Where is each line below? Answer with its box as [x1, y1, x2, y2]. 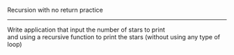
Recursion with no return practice [7, 6, 103, 14]
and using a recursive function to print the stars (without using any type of [7, 33, 221, 41]
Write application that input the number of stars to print [7, 25, 166, 34]
